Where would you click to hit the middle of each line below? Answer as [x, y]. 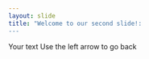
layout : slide [32, 16]
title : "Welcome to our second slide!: [75, 23]
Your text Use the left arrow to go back [72, 46]
